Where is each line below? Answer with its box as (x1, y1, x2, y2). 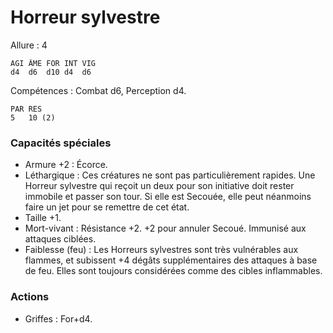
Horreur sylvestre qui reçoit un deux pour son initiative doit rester (24, 180, 295, 192)
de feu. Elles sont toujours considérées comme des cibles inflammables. (24, 265, 323, 277)
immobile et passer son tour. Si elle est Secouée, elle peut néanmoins (24, 191, 312, 203)
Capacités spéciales (10, 136, 112, 150)
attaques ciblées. (24, 233, 97, 245)
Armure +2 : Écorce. (24, 159, 108, 171)
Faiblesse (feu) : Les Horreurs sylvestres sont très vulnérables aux (24, 244, 299, 256)
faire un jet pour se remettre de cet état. (24, 201, 190, 213)
